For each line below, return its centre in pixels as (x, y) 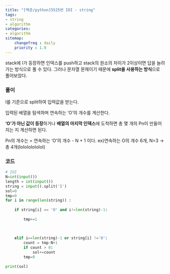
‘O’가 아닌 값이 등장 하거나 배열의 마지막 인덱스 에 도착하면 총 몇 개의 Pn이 (77, 123)
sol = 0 (11, 191)
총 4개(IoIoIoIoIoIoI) (25, 147)
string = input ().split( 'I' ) (36, 186)
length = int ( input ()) (29, 181)
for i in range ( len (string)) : (38, 200)
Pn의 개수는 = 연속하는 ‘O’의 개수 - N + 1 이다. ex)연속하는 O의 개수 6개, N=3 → (84, 141)
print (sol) (17, 266)
